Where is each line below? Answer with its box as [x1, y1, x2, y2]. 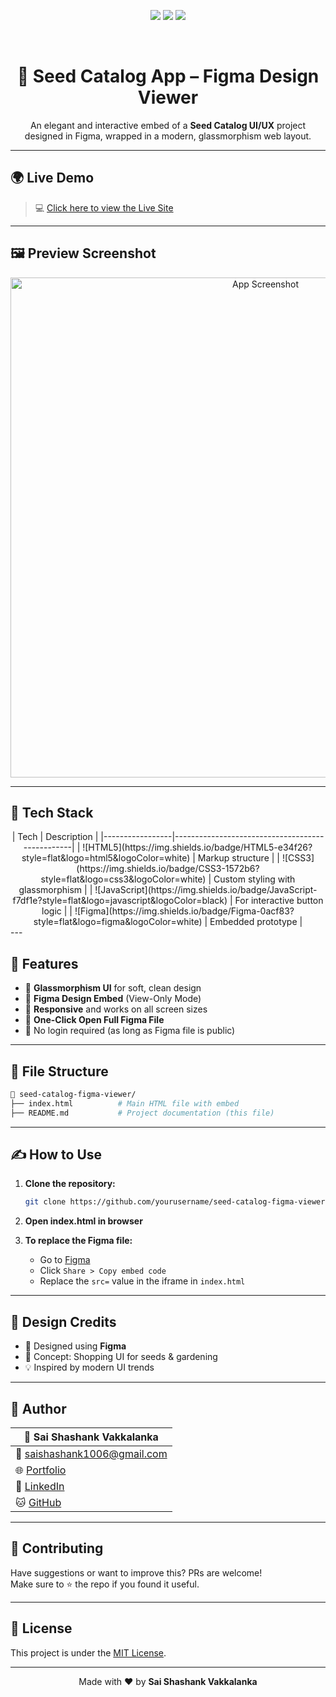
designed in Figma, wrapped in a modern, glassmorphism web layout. [24, 130, 312, 142]
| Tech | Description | [11, 831, 99, 843]
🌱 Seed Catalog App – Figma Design [16, 65, 320, 88]
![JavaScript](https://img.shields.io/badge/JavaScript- [94, 884, 318, 896]
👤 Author [10, 1400, 67, 1417]
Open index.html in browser [24, 1215, 143, 1227]
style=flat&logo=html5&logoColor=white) [21, 852, 191, 864]
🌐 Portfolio [15, 1463, 67, 1477]
